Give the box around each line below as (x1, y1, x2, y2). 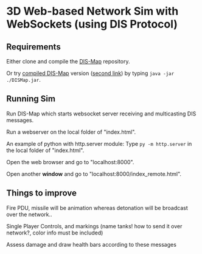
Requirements (6, 42, 61, 52)
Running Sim (6, 93, 56, 104)
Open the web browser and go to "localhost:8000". (6, 158, 134, 165)
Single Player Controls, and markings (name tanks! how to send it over (6, 222, 183, 230)
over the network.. (6, 211, 53, 218)
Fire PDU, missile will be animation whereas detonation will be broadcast (6, 204, 189, 211)
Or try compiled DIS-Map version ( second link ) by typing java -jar (6, 70, 175, 77)
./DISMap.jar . (6, 76, 41, 83)
